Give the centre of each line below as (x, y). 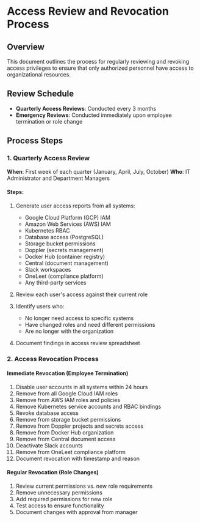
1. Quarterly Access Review (48, 158)
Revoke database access (47, 413)
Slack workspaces (48, 269)
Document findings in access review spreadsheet (78, 343)
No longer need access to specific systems (79, 318)
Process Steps (35, 141)
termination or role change (49, 121)
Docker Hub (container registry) (65, 256)
